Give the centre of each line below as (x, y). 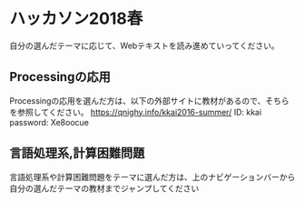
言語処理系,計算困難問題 (77, 153)
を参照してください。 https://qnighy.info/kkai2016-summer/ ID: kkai (136, 112)
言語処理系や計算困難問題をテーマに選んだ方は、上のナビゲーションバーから (152, 177)
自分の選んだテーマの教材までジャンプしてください (104, 188)
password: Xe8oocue (49, 122)
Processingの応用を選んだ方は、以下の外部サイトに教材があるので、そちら (149, 100)
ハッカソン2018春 (76, 19)
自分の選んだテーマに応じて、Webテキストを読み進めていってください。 (144, 45)
